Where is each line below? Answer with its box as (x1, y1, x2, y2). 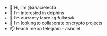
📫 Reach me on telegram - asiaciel (9, 26, 80, 31)
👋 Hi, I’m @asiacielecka (9, 5, 57, 10)
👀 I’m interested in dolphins (9, 10, 65, 16)
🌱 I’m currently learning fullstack (9, 15, 75, 20)
